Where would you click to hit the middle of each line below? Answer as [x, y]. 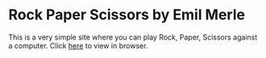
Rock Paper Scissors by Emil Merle [127, 15]
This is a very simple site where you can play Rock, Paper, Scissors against [133, 37]
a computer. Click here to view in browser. [78, 45]
